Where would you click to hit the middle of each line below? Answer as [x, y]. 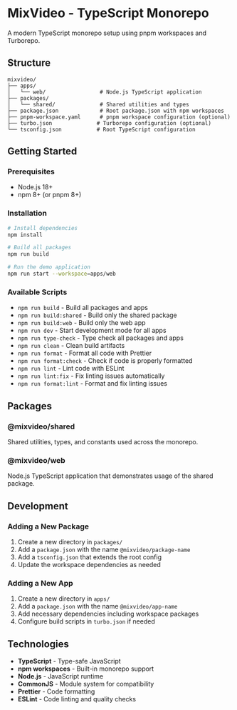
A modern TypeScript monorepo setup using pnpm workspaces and [107, 33]
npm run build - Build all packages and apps [83, 308]
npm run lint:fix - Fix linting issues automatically [91, 376]
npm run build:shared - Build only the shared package [98, 315]
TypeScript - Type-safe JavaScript [69, 661]
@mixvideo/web [36, 460]
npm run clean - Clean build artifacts [71, 346]
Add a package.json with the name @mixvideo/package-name [104, 549]
